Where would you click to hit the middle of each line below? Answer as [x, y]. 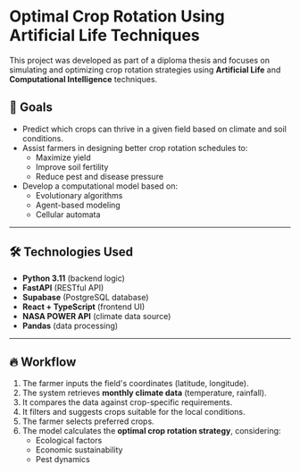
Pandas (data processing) [70, 325]
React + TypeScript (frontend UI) [83, 307]
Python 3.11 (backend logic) [73, 278]
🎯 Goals [31, 108]
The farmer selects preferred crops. [88, 421]
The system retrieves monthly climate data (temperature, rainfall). [144, 393]
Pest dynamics [63, 460]
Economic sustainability [79, 450]
